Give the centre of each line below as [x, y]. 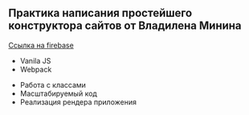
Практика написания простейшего [100, 13]
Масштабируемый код [59, 93]
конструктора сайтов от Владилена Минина [125, 26]
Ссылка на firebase [41, 45]
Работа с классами [53, 84]
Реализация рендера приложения [78, 102]
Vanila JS [35, 60]
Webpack [36, 69]
